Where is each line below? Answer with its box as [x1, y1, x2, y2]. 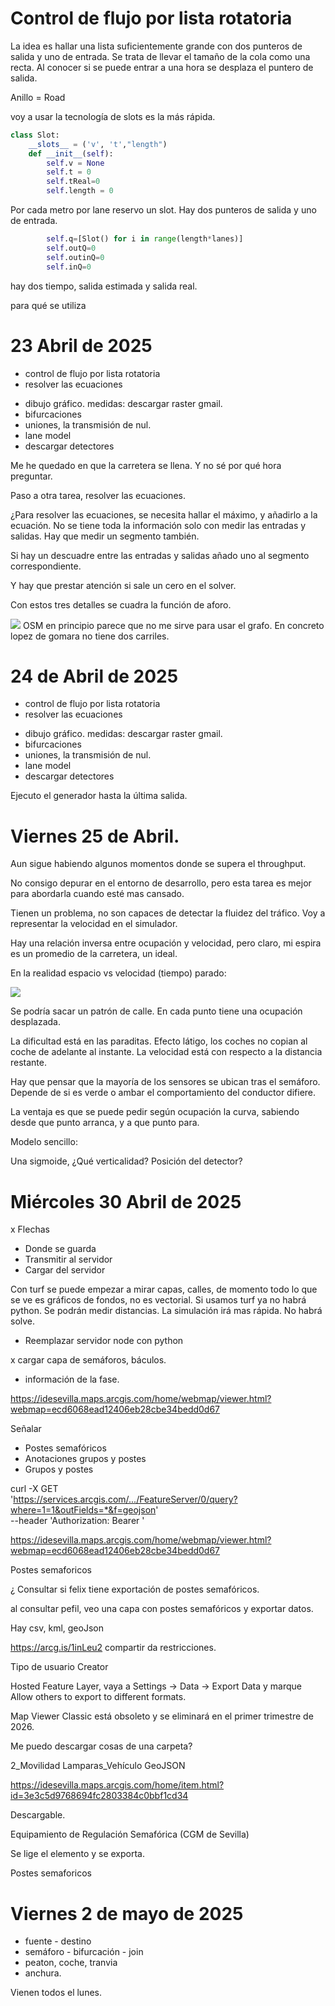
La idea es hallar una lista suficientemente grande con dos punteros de [10, 40, 303, 52]
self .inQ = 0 [46, 262, 92, 272]
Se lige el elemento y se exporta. [10, 1848, 146, 1860]
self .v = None [46, 158, 105, 168]
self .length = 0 [46, 186, 114, 196]
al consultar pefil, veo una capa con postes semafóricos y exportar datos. [10, 1603, 314, 1615]
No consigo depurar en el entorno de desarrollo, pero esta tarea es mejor [10, 877, 312, 889]
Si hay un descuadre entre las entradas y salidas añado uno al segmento [10, 549, 310, 561]
